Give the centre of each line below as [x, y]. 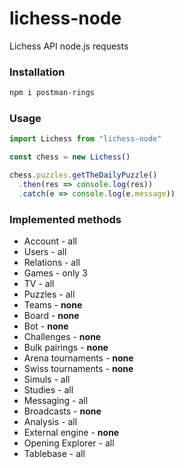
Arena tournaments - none [78, 358]
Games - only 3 [55, 273]
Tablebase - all [54, 454]
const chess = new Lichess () [70, 157]
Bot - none [46, 326]
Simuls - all [47, 379]
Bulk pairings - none [66, 348]
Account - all [50, 241]
